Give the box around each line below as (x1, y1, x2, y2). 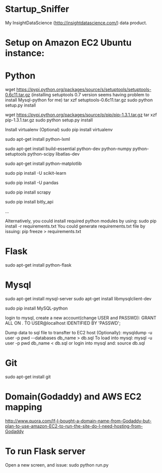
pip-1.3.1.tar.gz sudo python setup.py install (5, 117, 93, 123)
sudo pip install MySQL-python (5, 305, 68, 311)
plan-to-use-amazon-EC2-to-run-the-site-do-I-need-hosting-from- (5, 423, 143, 429)
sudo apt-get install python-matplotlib (5, 160, 82, 166)
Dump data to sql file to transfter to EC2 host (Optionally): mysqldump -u (5, 329, 153, 335)
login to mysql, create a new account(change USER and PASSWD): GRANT (5, 315, 157, 320)
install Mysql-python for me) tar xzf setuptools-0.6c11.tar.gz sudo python (5, 97, 153, 103)
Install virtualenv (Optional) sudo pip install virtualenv (5, 127, 113, 133)
